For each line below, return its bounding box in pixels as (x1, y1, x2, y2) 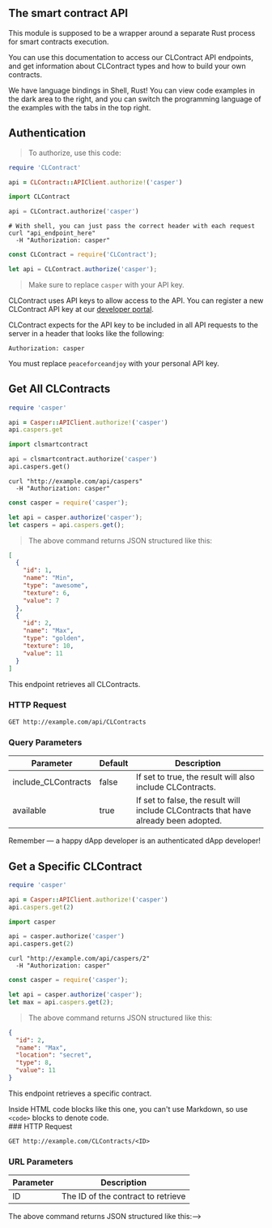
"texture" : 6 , (23, 589, 70, 597)
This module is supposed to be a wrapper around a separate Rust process (8, 28, 256, 37)
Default (99, 758, 129, 769)
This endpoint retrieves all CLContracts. (8, 679, 141, 689)
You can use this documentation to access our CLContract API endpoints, (8, 52, 253, 62)
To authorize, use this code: (28, 148, 121, 158)
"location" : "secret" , (15, 1051, 92, 1059)
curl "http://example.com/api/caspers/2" (8, 954, 151, 963)
